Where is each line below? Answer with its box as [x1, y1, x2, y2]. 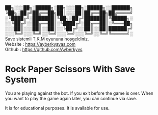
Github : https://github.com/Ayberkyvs [5, 47, 82, 52]
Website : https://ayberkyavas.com [5, 41, 76, 47]
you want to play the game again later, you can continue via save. [5, 95, 137, 101]
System [5, 74, 37, 86]
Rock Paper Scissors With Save [5, 64, 135, 75]
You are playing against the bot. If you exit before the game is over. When [5, 90, 154, 96]
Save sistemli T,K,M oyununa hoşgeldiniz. [5, 36, 89, 42]
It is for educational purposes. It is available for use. [5, 105, 110, 111]
